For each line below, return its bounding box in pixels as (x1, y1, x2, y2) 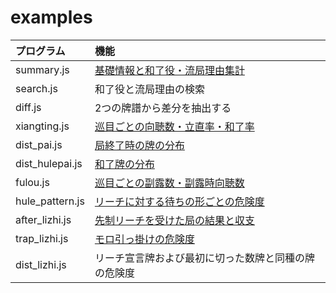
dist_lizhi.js (15, 257, 67, 271)
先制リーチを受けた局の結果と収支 (94, 213, 255, 227)
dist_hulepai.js (15, 156, 83, 170)
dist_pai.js (15, 137, 63, 151)
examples (10, 6, 93, 29)
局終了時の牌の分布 (94, 138, 185, 152)
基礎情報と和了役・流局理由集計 (94, 63, 245, 77)
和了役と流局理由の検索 (94, 82, 205, 96)
